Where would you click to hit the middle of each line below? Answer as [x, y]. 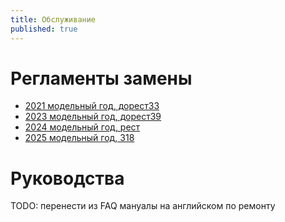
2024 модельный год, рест [82, 127]
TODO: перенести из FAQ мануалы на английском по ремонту [143, 206]
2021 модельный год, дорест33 [92, 106]
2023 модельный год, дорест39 [93, 117]
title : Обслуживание [53, 19]
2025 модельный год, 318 [79, 138]
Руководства [67, 178]
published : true [44, 29]
